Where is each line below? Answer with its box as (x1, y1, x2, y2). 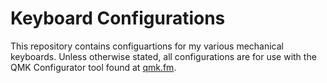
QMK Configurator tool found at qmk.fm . (10, 61, 177, 73)
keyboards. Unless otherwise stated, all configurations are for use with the (10, 50, 317, 62)
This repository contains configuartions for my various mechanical (10, 40, 285, 52)
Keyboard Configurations (10, 7, 226, 30)
